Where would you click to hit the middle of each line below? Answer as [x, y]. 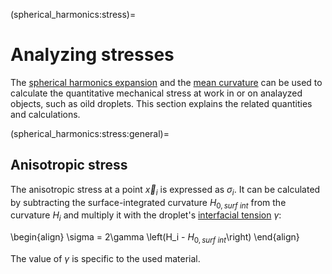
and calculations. [45, 114]
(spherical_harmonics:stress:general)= [90, 133]
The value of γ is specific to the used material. [105, 258]
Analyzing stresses [92, 55]
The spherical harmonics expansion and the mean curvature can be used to [166, 82]
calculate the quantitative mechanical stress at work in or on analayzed [156, 93]
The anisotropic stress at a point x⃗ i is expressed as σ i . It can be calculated [165, 190]
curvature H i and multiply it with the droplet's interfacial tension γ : [146, 216]
